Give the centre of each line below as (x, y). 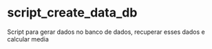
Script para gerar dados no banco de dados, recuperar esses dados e (106, 32)
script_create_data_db (72, 13)
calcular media (28, 39)
